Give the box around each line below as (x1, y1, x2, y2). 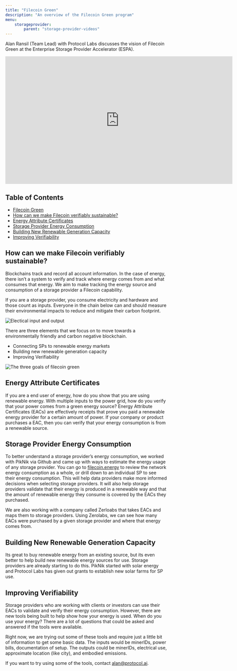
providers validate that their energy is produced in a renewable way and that (5, 486, 167, 492)
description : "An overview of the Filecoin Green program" (5, 12, 134, 17)
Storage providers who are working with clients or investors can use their (5, 602, 160, 608)
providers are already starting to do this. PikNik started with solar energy (5, 563, 159, 569)
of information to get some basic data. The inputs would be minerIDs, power (5, 639, 167, 645)
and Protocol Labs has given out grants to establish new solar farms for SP (5, 568, 163, 575)
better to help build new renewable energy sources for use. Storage (5, 557, 149, 563)
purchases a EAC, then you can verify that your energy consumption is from (5, 419, 166, 426)
